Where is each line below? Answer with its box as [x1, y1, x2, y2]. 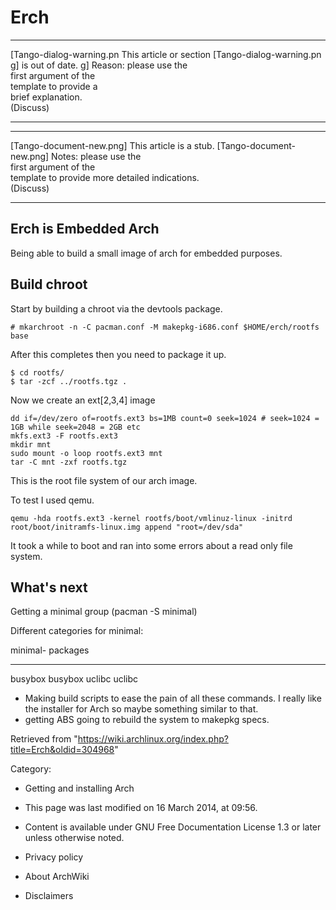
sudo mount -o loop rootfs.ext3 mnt [10, 448, 163, 458]
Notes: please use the [51, 150, 142, 162]
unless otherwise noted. [24, 832, 125, 844]
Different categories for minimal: [10, 625, 144, 637]
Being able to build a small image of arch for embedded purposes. [10, 247, 283, 259]
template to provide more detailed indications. [10, 171, 200, 183]
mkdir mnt [10, 439, 52, 450]
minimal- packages [10, 644, 90, 656]
